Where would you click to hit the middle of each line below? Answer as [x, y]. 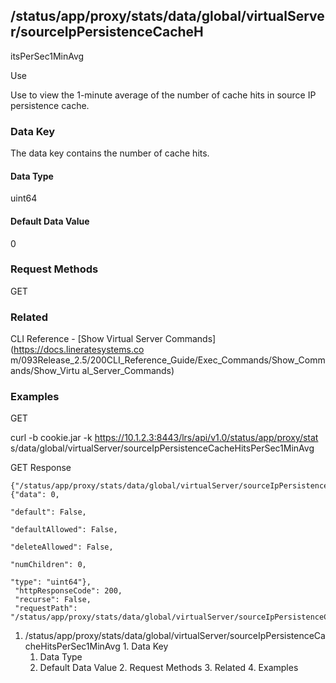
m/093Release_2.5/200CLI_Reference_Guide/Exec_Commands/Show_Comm [168, 360]
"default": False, [48, 512]
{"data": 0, [35, 495]
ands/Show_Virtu [45, 371]
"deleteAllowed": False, [62, 547]
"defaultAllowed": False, [64, 530]
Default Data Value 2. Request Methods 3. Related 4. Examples [169, 668]
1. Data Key [145, 646]
